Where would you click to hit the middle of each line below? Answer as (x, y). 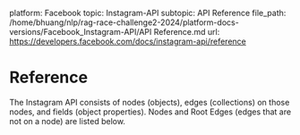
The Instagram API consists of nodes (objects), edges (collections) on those (150, 102)
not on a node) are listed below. (67, 121)
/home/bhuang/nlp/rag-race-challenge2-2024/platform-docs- (124, 22)
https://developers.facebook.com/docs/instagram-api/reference (128, 41)
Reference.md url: (187, 32)
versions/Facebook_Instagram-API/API (81, 32)
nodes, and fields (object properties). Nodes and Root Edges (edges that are (150, 112)
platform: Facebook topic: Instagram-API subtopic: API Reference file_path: (148, 13)
